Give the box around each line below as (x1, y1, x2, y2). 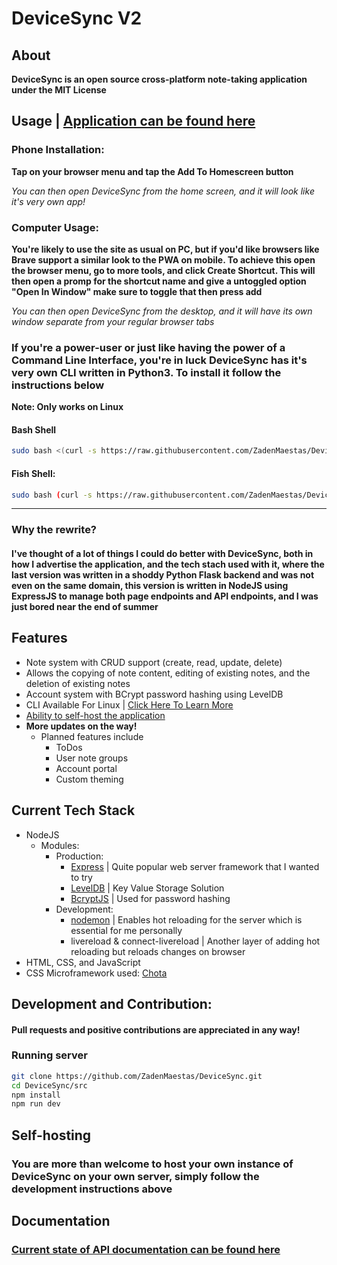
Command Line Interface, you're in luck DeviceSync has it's (11, 353, 308, 367)
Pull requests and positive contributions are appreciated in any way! (11, 1023, 301, 1036)
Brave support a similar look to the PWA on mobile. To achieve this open (11, 253, 316, 266)
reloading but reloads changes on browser (70, 945, 246, 957)
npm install (11, 1090, 61, 1100)
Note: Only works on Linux (11, 401, 124, 413)
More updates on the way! (25, 720, 138, 732)
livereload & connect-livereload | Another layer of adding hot (70, 935, 321, 947)
